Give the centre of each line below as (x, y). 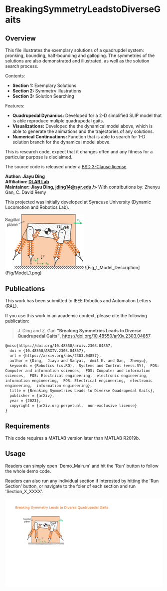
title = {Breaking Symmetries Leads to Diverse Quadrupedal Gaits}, (82, 391)
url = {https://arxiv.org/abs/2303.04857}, (55, 356)
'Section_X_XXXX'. (24, 491)
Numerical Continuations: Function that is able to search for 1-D (79, 137)
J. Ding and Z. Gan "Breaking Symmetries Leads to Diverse (79, 331)
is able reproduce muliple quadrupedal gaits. (58, 121)
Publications (25, 289)
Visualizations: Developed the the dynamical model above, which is (83, 126)
